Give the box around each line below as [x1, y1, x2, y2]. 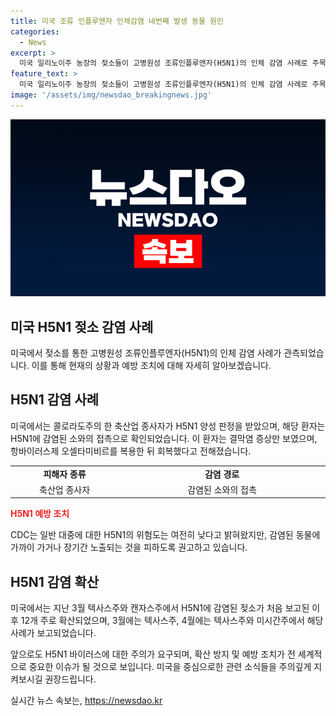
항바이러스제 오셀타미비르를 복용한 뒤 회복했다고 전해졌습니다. [10, 445, 252, 457]
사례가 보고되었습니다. [10, 627, 97, 639]
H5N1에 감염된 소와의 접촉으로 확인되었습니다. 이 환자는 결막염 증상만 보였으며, [10, 432, 318, 444]
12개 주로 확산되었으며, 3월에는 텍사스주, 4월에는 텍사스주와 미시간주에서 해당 [20, 615, 324, 627]
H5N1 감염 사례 [10, 391, 100, 409]
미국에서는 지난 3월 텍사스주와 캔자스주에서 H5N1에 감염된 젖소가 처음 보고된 [10, 602, 310, 614]
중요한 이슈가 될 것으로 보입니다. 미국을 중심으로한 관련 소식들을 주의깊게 [28, 661, 312, 673]
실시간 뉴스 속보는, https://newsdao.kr [10, 695, 163, 707]
